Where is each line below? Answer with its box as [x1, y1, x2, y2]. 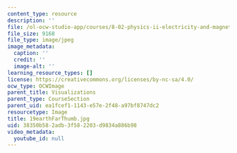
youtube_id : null [13, 135, 65, 142]
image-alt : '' [13, 63, 55, 70]
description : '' [7, 17, 55, 24]
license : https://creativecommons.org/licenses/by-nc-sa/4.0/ [7, 75, 194, 83]
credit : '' [13, 56, 46, 63]
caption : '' [13, 50, 49, 57]
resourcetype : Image [7, 109, 68, 116]
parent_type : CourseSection [7, 96, 90, 103]
